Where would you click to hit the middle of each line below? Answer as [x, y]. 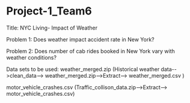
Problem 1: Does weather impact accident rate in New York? [80, 39]
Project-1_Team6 [49, 11]
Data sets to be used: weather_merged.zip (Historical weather [83, 69]
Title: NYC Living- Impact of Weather [52, 28]
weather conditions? [32, 57]
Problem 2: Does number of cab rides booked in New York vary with [91, 51]
